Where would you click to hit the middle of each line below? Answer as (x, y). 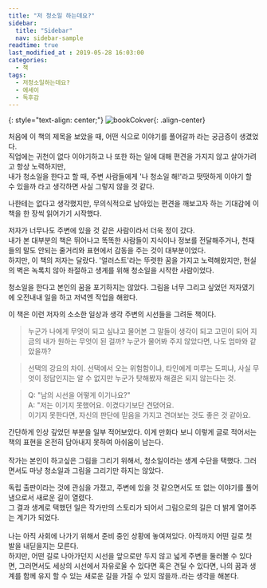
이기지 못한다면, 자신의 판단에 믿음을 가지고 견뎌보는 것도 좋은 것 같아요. (139, 415)
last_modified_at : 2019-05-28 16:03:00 (77, 53)
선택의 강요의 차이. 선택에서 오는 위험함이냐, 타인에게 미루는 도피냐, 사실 (139, 368)
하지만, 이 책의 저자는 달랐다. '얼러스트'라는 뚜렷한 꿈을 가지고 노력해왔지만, (125, 260)
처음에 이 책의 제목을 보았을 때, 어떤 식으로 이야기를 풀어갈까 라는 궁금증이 (123, 137)
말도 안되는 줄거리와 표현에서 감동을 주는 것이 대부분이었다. (114, 250)
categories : (28, 61)
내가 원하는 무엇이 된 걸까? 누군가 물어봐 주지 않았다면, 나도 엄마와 (145, 341)
